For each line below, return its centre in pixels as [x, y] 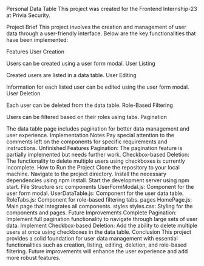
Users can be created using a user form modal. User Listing [81, 63]
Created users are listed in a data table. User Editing [71, 75]
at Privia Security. [28, 15]
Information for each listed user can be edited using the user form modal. [98, 87]
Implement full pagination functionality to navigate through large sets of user [102, 219]
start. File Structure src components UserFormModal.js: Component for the [100, 187]
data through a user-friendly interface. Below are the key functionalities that [101, 33]
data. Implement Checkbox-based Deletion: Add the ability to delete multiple [102, 225]
